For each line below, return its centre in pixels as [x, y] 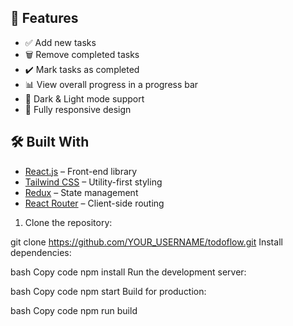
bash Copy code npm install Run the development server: [128, 272]
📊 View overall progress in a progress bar [111, 84]
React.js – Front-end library [81, 171]
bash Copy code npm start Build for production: [108, 291]
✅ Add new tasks [60, 42]
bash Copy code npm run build [74, 310]
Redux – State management [81, 192]
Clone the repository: [68, 222]
